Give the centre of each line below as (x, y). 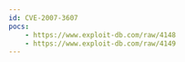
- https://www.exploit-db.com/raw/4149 (101, 43)
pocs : (19, 26)
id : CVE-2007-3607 (43, 18)
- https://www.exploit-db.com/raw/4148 (101, 35)
